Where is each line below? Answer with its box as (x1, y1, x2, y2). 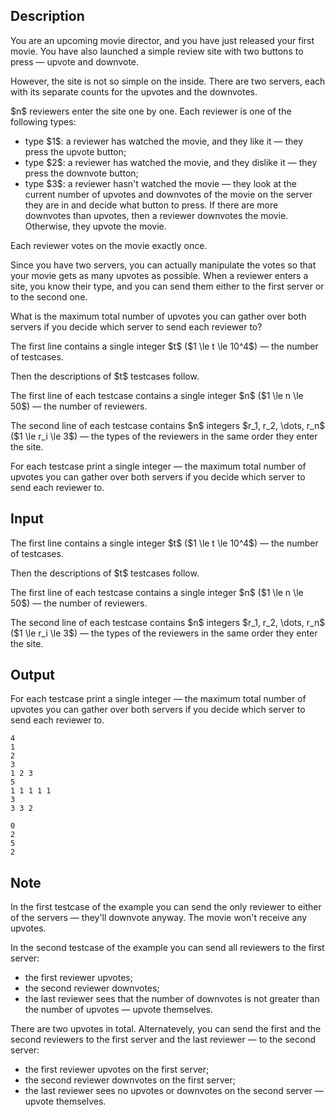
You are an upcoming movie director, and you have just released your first (10, 34, 315, 46)
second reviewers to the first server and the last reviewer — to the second (10, 1034, 317, 1046)
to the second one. (10, 290, 88, 303)
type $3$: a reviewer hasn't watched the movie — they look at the (24, 177, 297, 189)
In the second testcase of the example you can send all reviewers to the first (10, 942, 325, 954)
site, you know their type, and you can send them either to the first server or (10, 280, 325, 292)
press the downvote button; (24, 167, 139, 179)
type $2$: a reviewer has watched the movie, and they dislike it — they (24, 156, 318, 168)
